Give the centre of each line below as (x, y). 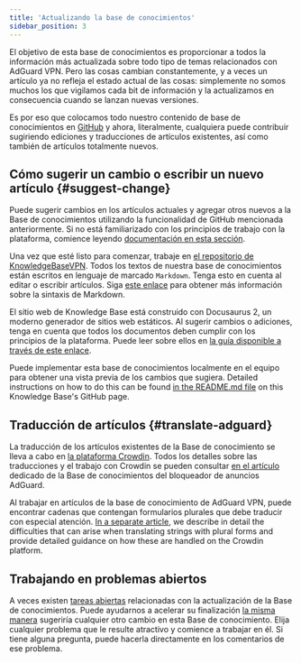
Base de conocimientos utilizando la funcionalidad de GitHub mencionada (146, 220)
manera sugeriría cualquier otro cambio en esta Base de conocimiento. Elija (150, 620)
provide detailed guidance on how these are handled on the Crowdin (137, 541)
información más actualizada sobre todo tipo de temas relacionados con (143, 61)
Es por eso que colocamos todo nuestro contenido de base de (125, 117)
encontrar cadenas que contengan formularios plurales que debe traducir (146, 512)
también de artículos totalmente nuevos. (84, 146)
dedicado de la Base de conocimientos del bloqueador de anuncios (134, 475)
